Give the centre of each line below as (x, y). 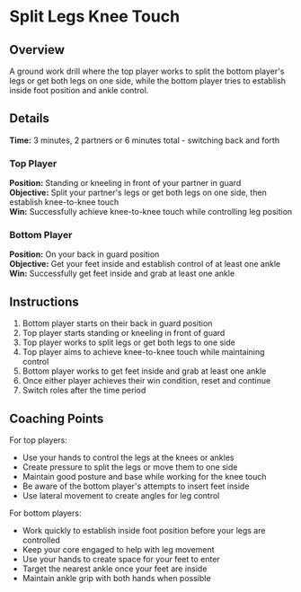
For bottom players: (45, 513)
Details (29, 119)
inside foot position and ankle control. (79, 90)
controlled (41, 540)
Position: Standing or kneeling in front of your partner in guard (125, 183)
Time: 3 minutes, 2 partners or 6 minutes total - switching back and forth (145, 140)
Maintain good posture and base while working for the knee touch (144, 477)
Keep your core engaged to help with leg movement (118, 550)
